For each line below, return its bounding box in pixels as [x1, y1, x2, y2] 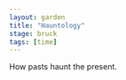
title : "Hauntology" [9, 21, 86, 30]
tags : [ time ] [9, 37, 58, 47]
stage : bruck [9, 29, 58, 38]
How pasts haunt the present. [9, 62, 118, 72]
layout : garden [9, 12, 66, 22]
